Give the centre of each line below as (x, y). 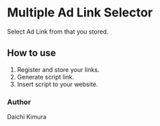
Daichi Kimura (27, 117)
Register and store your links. (58, 69)
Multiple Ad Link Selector (80, 13)
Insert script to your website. (57, 84)
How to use (31, 53)
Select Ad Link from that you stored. (58, 32)
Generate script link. (45, 77)
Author (19, 102)
